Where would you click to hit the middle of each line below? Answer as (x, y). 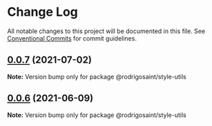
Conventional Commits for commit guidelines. (72, 38)
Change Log (42, 12)
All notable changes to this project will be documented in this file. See (106, 31)
